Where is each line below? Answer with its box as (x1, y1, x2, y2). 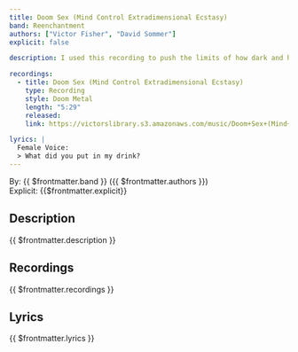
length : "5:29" (25, 103, 82, 112)
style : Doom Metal (25, 94, 93, 103)
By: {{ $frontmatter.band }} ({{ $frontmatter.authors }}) (9, 176, 208, 186)
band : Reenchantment (9, 21, 86, 30)
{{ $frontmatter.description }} (9, 234, 117, 245)
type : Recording (25, 86, 86, 95)
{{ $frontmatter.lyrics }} (9, 333, 95, 344)
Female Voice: (17, 144, 69, 153)
